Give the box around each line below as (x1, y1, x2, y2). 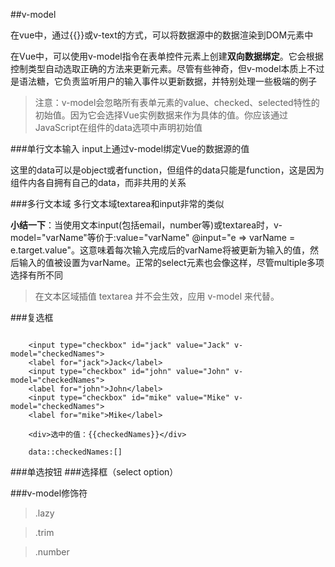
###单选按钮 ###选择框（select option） (10, 466, 179, 478)
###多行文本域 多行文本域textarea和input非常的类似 (10, 198, 225, 209)
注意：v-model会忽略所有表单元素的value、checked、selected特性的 (34, 97, 320, 108)
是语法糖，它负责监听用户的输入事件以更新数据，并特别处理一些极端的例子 (10, 75, 317, 87)
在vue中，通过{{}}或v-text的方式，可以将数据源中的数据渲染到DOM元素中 (10, 29, 314, 41)
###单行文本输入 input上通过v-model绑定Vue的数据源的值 (10, 143, 250, 154)
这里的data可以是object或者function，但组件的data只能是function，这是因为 (10, 164, 325, 176)
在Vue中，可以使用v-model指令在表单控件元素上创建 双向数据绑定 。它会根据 (10, 50, 324, 62)
